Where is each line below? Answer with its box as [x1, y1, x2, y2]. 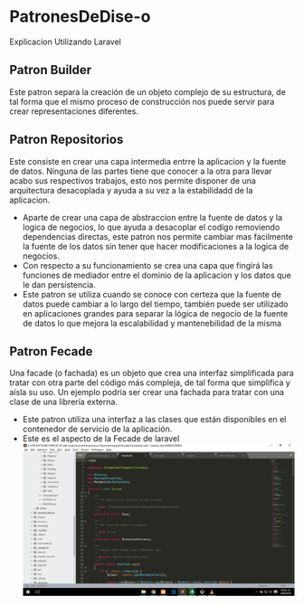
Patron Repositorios [9, 132, 124, 147]
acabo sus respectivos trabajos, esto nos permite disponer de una [9, 175, 256, 186]
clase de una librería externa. [9, 396, 118, 408]
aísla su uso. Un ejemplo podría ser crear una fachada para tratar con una [9, 387, 285, 398]
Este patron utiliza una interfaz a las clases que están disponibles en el [22, 414, 287, 425]
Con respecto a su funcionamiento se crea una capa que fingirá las [22, 260, 273, 270]
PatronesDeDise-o [9, 6, 151, 27]
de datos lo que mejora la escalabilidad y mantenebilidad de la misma [22, 317, 282, 328]
